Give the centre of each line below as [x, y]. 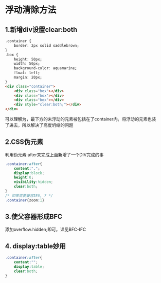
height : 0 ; [24, 178]
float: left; [27, 73]
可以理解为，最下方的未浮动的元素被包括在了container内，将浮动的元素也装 [81, 119]
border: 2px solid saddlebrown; [46, 45]
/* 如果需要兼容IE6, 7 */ [29, 196]
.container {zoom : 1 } [25, 200]
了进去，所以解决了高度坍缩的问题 [39, 125]
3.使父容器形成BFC [34, 217]
